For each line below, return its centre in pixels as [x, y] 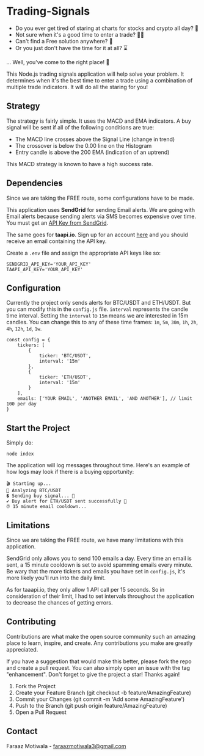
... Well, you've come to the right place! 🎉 [58, 62]
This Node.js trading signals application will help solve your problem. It [95, 74]
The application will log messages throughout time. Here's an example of [98, 465]
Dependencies [35, 184]
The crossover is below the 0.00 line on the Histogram [83, 145]
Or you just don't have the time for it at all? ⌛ [71, 48]
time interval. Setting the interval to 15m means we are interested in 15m [97, 316]
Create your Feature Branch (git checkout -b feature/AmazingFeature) [103, 692]
